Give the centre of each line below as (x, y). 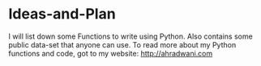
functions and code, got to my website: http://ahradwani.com (111, 53)
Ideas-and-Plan (62, 14)
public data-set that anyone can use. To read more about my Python (122, 44)
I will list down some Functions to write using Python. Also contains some (130, 36)
